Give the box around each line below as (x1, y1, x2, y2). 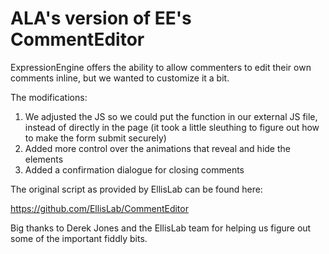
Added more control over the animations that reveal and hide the (24, 142, 291, 154)
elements (24, 153, 64, 165)
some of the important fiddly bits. (10, 232, 148, 244)
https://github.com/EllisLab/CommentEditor (10, 202, 189, 214)
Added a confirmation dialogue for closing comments (24, 163, 245, 176)
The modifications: (10, 91, 88, 103)
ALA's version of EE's (10, 7, 192, 30)
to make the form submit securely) (24, 132, 167, 144)
